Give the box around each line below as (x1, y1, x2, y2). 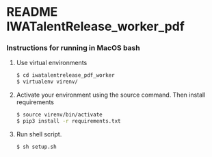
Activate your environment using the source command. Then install (16, 90, 206, 99)
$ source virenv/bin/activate (16, 111, 103, 119)
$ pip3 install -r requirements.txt (16, 118, 121, 125)
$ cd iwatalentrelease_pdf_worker (16, 72, 115, 79)
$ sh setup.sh (16, 143, 57, 150)
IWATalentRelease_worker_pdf (6, 19, 185, 34)
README (6, 4, 58, 20)
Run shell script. (16, 130, 62, 138)
